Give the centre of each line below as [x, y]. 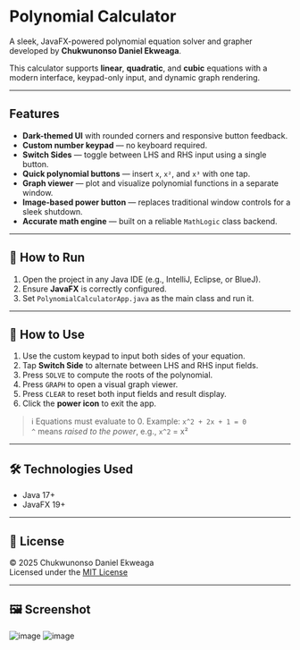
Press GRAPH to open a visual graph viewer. [100, 384]
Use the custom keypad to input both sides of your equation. [133, 356]
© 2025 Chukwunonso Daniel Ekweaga [82, 562]
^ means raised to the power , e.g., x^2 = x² [110, 432]
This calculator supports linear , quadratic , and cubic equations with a [138, 68]
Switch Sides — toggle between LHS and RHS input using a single [144, 155]
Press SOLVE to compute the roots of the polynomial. [117, 375]
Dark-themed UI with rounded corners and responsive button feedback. [155, 135]
